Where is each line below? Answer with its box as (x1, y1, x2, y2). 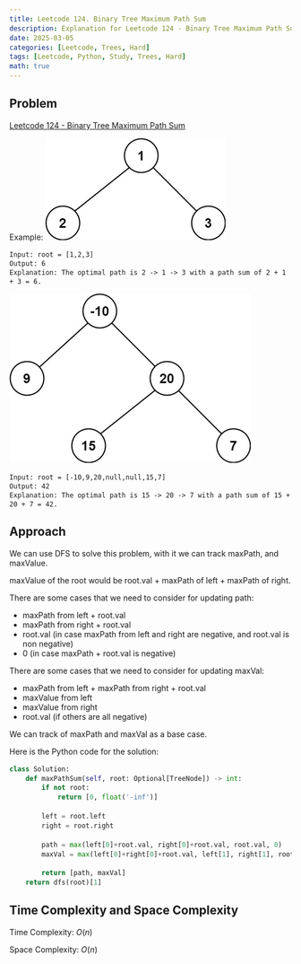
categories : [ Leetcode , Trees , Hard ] (9, 43, 150, 52)
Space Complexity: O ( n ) (9, 943, 99, 955)
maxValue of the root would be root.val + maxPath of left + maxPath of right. (9, 574, 291, 585)
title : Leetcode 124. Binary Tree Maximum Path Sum (9, 14, 206, 23)
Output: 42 (9, 481, 50, 491)
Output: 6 (9, 259, 47, 268)
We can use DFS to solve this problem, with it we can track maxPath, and (9, 548, 279, 558)
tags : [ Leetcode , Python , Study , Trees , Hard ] (9, 52, 186, 62)
